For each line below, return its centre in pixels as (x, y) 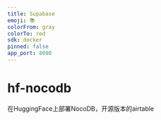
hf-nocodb (40, 88)
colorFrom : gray (31, 27)
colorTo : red (26, 34)
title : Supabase (31, 14)
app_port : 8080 (30, 54)
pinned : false (28, 47)
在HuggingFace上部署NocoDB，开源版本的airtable (81, 108)
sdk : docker (25, 40)
